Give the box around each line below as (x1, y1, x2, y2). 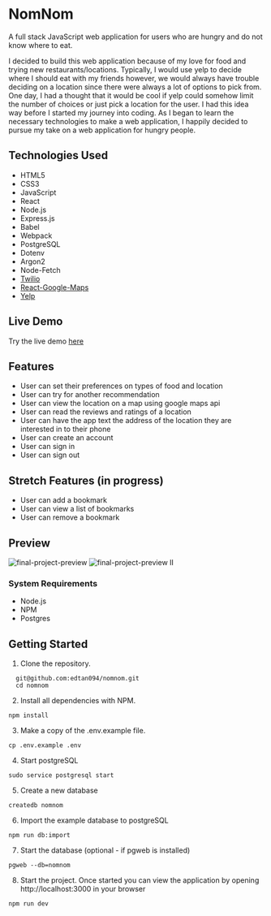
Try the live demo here (8, 336, 84, 346)
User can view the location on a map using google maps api (19, 399, 221, 408)
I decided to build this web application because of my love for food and (8, 56, 247, 66)
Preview (8, 536, 51, 550)
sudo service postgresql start (8, 771, 114, 780)
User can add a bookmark (19, 495, 108, 505)
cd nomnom (15, 681, 49, 690)
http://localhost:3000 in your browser (19, 884, 146, 894)
